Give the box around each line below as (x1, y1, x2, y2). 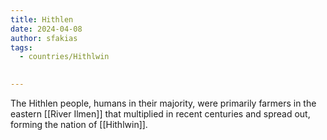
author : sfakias (10, 33, 78, 43)
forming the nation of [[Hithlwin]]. (10, 119, 148, 130)
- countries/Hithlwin (19, 52, 110, 62)
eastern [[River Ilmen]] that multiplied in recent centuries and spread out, (10, 108, 311, 120)
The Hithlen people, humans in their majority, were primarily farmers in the (10, 97, 317, 109)
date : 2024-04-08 (10, 24, 83, 34)
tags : (10, 42, 33, 53)
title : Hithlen (10, 14, 74, 25)
